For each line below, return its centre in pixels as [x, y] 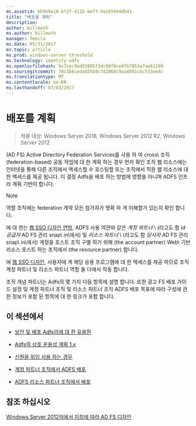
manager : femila [26, 39]
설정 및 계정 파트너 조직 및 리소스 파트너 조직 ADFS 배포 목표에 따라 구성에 [97, 289]
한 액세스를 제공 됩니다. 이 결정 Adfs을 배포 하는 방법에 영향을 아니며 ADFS [92, 176]
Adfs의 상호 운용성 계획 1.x [45, 344]
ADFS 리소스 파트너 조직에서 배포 [53, 381]
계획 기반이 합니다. [33, 184]
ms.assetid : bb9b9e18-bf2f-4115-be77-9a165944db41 [69, 11]
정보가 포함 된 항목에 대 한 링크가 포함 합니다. [63, 296]
